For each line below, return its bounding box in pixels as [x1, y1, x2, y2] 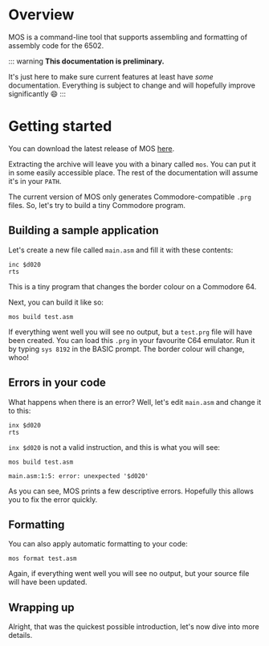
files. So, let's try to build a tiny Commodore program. [8, 200, 186, 210]
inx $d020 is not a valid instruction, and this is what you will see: [8, 442, 221, 452]
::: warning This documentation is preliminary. [8, 56, 165, 66]
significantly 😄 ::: [8, 88, 67, 98]
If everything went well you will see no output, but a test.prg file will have [8, 327, 253, 337]
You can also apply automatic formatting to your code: [8, 539, 189, 549]
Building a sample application [8, 223, 159, 238]
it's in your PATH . [8, 176, 62, 186]
